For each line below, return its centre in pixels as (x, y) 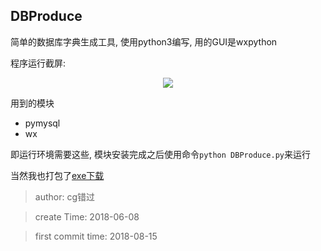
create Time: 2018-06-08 (87, 216)
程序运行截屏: (38, 63)
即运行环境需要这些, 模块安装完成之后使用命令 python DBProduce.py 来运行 (161, 154)
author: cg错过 (65, 196)
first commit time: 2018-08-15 (96, 236)
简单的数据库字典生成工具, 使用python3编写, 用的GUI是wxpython (144, 41)
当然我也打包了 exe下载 (57, 175)
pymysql (42, 123)
